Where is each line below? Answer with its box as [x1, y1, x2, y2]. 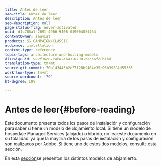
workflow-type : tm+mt [5, 70, 49, 75]
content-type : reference [5, 47, 55, 52]
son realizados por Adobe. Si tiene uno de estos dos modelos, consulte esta [5, 141, 157, 147]
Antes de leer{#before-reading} [5, 104, 136, 115]
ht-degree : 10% [5, 79, 36, 84]
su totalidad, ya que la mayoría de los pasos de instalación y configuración [5, 136, 154, 141]
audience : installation [5, 43, 53, 48]
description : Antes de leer [5, 16, 62, 21]
